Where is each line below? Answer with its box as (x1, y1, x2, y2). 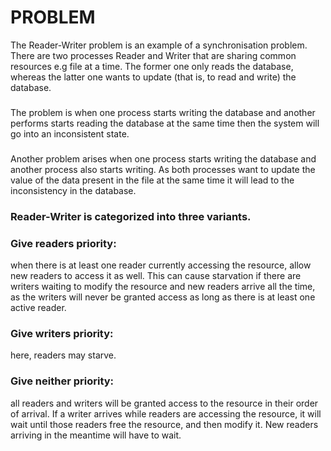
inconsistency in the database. (10, 184, 137, 196)
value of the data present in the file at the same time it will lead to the (10, 174, 295, 186)
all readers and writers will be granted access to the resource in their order (10, 397, 319, 409)
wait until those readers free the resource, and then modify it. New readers (10, 418, 319, 430)
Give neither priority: (10, 374, 115, 388)
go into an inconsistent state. (10, 127, 130, 140)
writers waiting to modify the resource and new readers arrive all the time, (10, 281, 316, 292)
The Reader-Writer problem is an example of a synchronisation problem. (10, 39, 308, 51)
